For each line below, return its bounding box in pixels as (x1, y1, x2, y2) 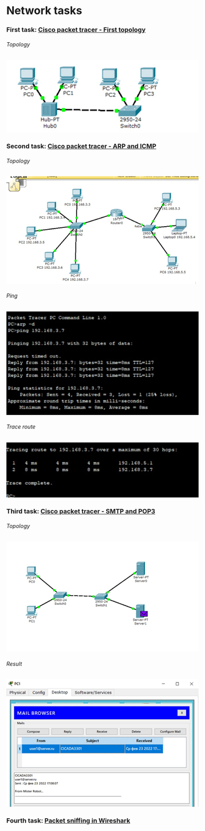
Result (6, 660, 23, 667)
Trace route (6, 423, 36, 431)
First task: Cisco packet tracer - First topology (6, 26, 146, 34)
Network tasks (6, 4, 82, 18)
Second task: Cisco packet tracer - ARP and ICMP (6, 142, 157, 150)
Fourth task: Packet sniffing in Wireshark (6, 816, 131, 825)
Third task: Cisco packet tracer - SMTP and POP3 (6, 507, 156, 516)
